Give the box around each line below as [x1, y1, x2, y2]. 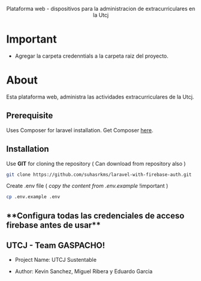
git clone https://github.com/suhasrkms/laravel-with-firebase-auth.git [6, 171, 192, 178]
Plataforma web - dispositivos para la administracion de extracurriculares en [6, 5, 196, 12]
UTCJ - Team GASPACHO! [6, 240, 106, 251]
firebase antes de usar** [6, 220, 101, 230]
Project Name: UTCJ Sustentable [14, 256, 97, 264]
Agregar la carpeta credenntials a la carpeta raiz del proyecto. [14, 52, 169, 59]
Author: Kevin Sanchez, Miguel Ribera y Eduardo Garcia [14, 268, 153, 275]
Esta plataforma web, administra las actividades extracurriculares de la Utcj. [6, 93, 194, 100]
